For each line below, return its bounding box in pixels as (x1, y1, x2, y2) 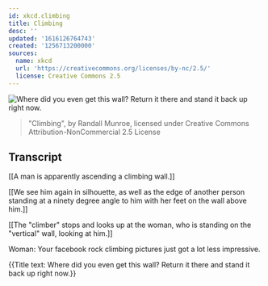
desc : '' (8, 27, 38, 35)
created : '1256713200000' (8, 42, 95, 50)
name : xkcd (15, 57, 52, 65)
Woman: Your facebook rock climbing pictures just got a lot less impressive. (8, 244, 261, 254)
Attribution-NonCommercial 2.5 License (27, 127, 161, 137)
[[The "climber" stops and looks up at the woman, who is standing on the (8, 220, 252, 230)
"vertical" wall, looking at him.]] (8, 229, 113, 238)
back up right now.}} (8, 268, 77, 279)
